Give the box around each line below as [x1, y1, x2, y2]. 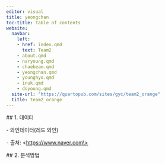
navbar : [11, 31, 31, 37]
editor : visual [6, 8, 44, 15]
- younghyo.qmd [17, 75, 55, 81]
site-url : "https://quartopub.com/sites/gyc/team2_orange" [11, 91, 161, 97]
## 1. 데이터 [6, 114, 34, 121]
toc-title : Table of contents [6, 20, 81, 25]
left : [17, 36, 31, 42]
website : [6, 25, 28, 31]
